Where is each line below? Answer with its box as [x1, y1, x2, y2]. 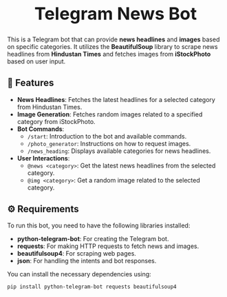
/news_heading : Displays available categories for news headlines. [27, 147, 211, 155]
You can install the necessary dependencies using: [7, 270, 151, 278]
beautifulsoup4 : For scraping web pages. [17, 249, 136, 258]
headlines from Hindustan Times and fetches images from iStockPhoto [7, 50, 211, 58]
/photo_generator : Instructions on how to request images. [27, 139, 191, 147]
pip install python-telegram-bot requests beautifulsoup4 [7, 283, 177, 291]
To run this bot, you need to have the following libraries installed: [7, 221, 191, 229]
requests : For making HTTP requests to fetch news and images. [17, 242, 199, 250]
